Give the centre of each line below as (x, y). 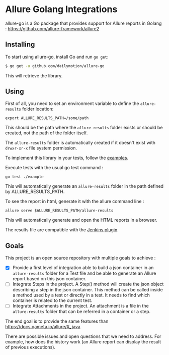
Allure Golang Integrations (61, 9)
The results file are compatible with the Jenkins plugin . (62, 230)
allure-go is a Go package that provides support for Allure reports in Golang (83, 23)
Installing (20, 45)
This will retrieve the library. (34, 75)
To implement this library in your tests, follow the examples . (67, 158)
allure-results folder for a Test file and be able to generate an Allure (84, 273)
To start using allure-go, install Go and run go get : (57, 57)
